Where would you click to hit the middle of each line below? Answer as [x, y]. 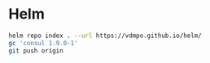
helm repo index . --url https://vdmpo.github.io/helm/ [105, 36]
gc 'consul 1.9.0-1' [44, 43]
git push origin [36, 50]
